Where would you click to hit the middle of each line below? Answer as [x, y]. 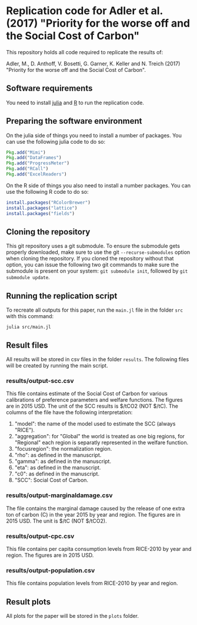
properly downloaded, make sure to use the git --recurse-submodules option [98, 252]
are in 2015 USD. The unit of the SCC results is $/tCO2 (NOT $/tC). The [92, 406]
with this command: [30, 316]
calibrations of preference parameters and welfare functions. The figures [95, 400]
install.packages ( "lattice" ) [42, 208]
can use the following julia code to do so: [56, 141]
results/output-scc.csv [40, 381]
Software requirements [49, 89]
